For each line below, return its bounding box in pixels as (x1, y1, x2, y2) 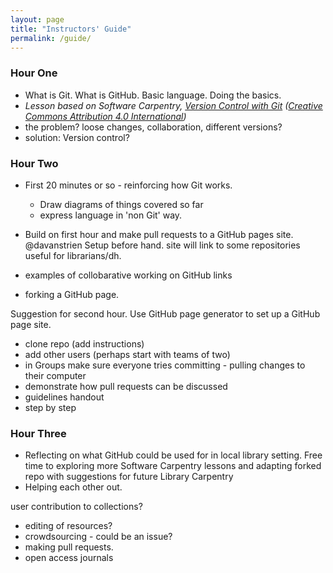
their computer (24, 369, 87, 381)
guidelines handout (24, 391, 105, 403)
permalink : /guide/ (10, 33, 92, 43)
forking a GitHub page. (24, 288, 120, 300)
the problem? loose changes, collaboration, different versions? (24, 121, 283, 133)
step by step (24, 401, 77, 413)
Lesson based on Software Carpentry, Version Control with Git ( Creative (24, 99, 323, 111)
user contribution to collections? (10, 501, 143, 513)
